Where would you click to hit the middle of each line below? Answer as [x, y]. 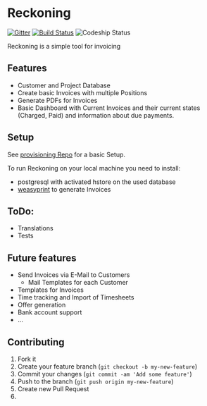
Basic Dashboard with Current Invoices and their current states [109, 108]
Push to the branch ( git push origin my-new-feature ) [95, 381]
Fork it [27, 359]
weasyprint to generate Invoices [64, 189]
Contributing [36, 342]
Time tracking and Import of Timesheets [76, 297]
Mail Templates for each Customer [78, 283]
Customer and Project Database [64, 85]
